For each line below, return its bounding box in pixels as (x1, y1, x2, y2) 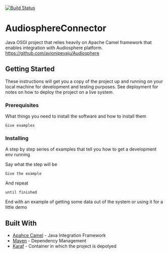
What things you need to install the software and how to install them (5, 113, 146, 119)
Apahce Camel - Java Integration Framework (12, 232, 106, 238)
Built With (5, 219, 37, 228)
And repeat (5, 180, 29, 186)
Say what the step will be (5, 161, 58, 167)
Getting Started (5, 65, 55, 74)
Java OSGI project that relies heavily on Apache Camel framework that (5, 39, 152, 45)
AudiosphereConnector (5, 23, 107, 34)
